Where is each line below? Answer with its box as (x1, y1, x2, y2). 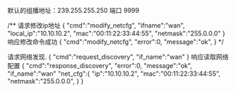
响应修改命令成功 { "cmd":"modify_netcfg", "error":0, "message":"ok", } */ (7, 38, 225, 46)
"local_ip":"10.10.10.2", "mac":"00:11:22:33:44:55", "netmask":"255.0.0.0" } (7, 29, 226, 38)
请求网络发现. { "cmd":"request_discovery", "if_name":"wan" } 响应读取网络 (7, 52, 229, 61)
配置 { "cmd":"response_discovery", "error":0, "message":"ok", (7, 62, 193, 69)
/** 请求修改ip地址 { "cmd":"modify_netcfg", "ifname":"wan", (7, 21, 185, 30)
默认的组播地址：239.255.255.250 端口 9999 (7, 6, 140, 14)
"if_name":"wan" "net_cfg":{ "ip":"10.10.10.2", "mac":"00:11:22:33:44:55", (7, 69, 221, 78)
